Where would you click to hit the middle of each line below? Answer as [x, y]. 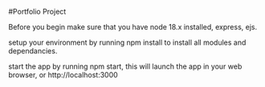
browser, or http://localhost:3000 [63, 75]
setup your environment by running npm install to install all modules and [127, 42]
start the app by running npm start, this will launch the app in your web [125, 66]
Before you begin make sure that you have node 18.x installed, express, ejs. [133, 27]
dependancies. [33, 51]
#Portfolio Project [37, 12]
